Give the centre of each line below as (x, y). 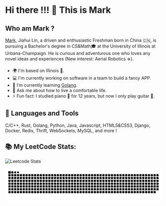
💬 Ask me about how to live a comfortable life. (59, 90)
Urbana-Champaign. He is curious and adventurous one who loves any (78, 53)
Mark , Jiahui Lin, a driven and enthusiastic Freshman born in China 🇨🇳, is (81, 40)
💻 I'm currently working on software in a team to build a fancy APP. (82, 78)
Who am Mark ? (30, 28)
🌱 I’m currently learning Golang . (45, 85)
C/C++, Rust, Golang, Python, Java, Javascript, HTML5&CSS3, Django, (78, 125)
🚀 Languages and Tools (42, 113)
